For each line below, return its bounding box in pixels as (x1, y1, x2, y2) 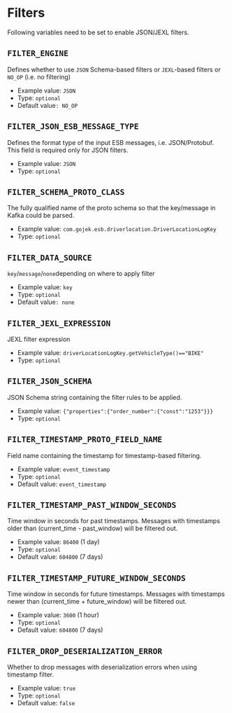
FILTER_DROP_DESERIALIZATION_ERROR (7, 646, 163, 656)
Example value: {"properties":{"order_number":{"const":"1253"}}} (17, 406, 214, 415)
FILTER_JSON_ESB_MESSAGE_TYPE (7, 121, 139, 132)
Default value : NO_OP (17, 101, 78, 109)
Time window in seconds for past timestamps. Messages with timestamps (7, 517, 220, 525)
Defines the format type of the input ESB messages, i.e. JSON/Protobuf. (7, 138, 215, 146)
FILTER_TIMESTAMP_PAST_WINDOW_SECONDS (7, 500, 177, 511)
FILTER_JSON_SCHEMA (7, 376, 92, 387)
